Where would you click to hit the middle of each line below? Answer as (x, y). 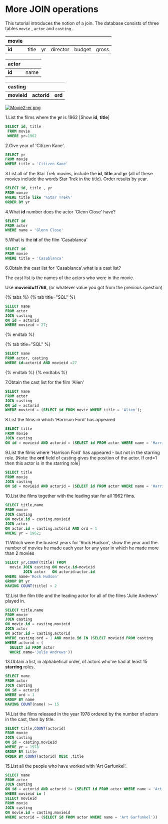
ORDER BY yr (17, 202)
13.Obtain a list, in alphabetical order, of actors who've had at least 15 (76, 662)
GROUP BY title (21, 752)
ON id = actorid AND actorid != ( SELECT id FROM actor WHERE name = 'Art (84, 789)
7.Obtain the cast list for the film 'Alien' (45, 382)
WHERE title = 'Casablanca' (34, 259)
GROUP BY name (20, 699)
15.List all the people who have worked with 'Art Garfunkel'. (66, 766)
